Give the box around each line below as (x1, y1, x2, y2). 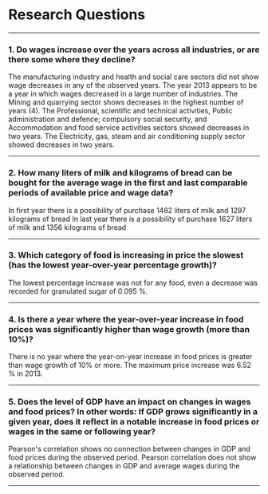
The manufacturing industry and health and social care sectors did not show (8, 72, 259, 81)
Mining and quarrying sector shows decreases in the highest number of (8, 97, 244, 107)
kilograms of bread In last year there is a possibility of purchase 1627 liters (8, 214, 253, 223)
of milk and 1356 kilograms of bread (8, 222, 127, 232)
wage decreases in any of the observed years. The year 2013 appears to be (8, 81, 258, 90)
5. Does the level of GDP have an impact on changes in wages (8, 397, 251, 408)
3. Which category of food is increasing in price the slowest (8, 250, 244, 261)
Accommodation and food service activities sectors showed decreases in (8, 123, 250, 132)
